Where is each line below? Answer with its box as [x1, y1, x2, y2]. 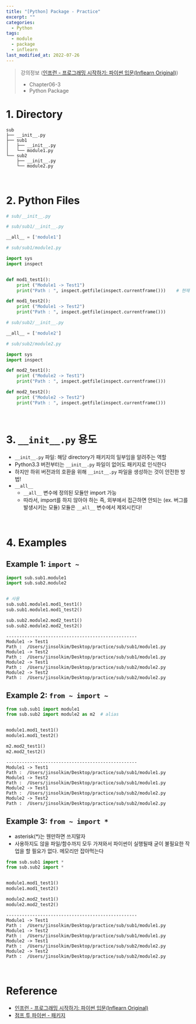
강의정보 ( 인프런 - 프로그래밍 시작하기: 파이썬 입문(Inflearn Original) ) [20, 69, 178, 76]
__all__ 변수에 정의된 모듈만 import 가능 [23, 489, 117, 496]
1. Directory [6, 107, 63, 121]
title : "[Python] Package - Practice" [6, 8, 101, 15]
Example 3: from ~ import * [6, 816, 109, 826]
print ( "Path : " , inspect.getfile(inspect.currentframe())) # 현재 [16, 288, 190, 293]
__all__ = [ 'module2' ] [6, 330, 61, 336]
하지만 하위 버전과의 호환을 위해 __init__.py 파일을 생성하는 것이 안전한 [14, 468, 180, 475]
